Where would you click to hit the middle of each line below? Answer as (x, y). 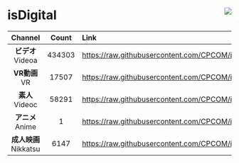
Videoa (26, 60)
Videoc (26, 104)
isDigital (32, 15)
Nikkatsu (26, 149)
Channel (26, 38)
